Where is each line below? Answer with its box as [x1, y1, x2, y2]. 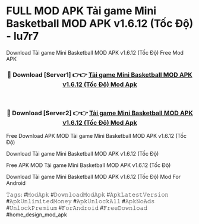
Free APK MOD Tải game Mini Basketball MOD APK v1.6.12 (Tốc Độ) [6, 162, 171, 169]
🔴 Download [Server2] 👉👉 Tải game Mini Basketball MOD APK [7, 109, 193, 117]
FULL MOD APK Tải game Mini [6, 4, 157, 18]
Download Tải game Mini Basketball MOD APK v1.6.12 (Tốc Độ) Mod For [6, 173, 181, 180]
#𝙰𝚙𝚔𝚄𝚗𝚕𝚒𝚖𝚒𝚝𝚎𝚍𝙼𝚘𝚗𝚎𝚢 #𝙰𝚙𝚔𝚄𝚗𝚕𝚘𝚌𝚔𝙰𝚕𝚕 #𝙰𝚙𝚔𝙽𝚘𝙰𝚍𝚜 [6, 197, 155, 204]
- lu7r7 [6, 30, 39, 43]
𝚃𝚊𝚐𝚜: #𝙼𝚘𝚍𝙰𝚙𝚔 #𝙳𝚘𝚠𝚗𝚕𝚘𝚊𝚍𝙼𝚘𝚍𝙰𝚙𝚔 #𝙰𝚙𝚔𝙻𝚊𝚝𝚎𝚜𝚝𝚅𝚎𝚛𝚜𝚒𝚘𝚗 [6, 191, 169, 198]
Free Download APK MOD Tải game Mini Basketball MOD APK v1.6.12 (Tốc [6, 132, 187, 139]
